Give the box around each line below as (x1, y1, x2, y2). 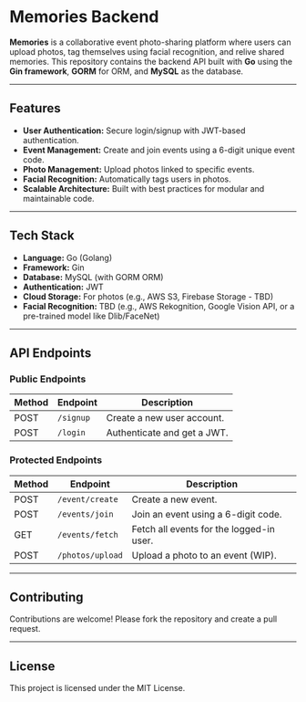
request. (9, 623, 41, 634)
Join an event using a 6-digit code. (131, 508, 282, 520)
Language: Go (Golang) (22, 252, 112, 263)
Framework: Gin (22, 262, 85, 273)
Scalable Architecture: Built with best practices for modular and (22, 183, 265, 194)
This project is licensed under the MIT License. (9, 683, 186, 694)
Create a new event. (131, 493, 218, 506)
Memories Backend (9, 6, 159, 27)
